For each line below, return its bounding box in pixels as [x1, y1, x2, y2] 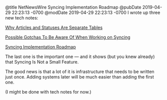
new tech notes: [5, 15, 38, 20]
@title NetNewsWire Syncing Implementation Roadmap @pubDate [5, 4, 141, 10]
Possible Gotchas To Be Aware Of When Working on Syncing [5, 34, 131, 40]
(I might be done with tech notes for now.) [5, 89, 91, 94]
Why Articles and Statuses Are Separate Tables [5, 24, 103, 30]
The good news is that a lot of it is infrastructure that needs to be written [5, 68, 154, 74]
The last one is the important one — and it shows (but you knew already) [5, 53, 155, 59]
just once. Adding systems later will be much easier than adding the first [5, 74, 154, 79]
